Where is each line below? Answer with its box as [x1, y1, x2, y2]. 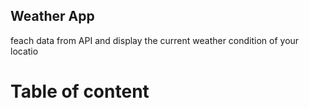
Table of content [10, 80, 150, 103]
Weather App [10, 8, 95, 25]
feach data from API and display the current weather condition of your [10, 34, 300, 46]
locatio [10, 45, 39, 57]
